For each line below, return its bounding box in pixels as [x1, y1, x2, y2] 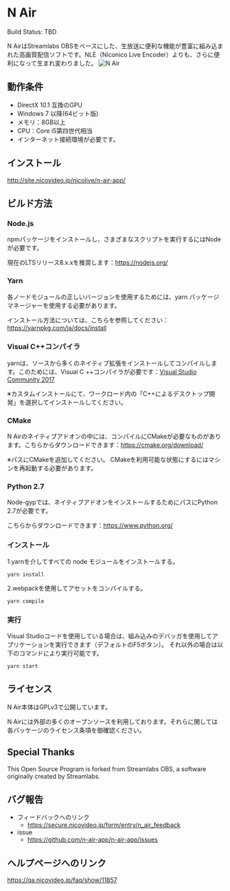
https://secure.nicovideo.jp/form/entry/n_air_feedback [27, 821, 181, 829]
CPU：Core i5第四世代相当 [16, 126, 93, 135]
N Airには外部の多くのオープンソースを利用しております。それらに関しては [7, 717, 218, 726]
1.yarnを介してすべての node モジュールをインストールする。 [7, 557, 179, 565]
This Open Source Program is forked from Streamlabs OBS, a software [7, 764, 207, 773]
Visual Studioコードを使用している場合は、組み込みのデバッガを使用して [7, 632, 213, 640]
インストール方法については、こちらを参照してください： [7, 315, 170, 324]
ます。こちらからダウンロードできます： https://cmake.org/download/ [7, 441, 204, 449]
